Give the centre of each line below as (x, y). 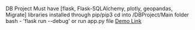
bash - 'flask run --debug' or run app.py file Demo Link (73, 21)
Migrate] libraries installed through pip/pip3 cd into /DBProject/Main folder (97, 15)
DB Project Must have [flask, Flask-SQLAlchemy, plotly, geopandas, (89, 9)
